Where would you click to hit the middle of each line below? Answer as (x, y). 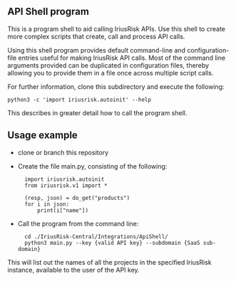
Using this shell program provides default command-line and (96, 50)
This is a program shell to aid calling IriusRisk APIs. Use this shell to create (117, 28)
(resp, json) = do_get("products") (77, 198)
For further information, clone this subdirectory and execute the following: (116, 86)
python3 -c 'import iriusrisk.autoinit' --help (79, 100)
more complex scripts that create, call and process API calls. (96, 36)
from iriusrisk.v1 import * (66, 185)
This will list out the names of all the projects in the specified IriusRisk (109, 262)
